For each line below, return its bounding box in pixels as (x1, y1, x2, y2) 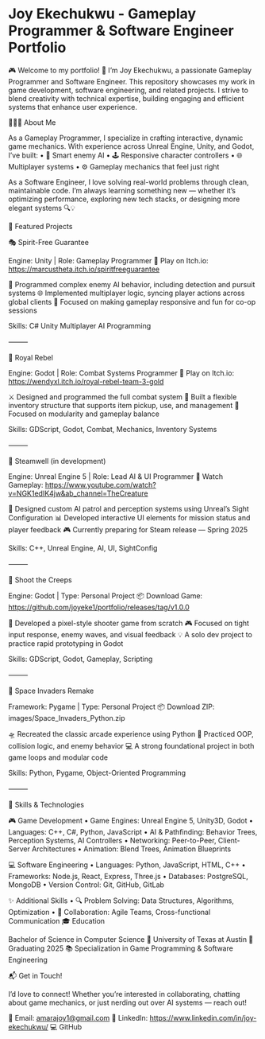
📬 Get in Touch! (8, 971, 63, 980)
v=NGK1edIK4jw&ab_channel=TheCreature (8, 488, 148, 498)
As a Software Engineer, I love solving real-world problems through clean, (8, 177, 249, 187)
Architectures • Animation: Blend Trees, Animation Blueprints (31, 844, 232, 854)
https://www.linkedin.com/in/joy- (149, 1013, 257, 1022)
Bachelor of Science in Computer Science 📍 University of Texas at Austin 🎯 (8, 934, 254, 944)
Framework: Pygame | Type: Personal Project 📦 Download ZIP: (8, 702, 215, 711)
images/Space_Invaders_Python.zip (8, 713, 125, 722)
